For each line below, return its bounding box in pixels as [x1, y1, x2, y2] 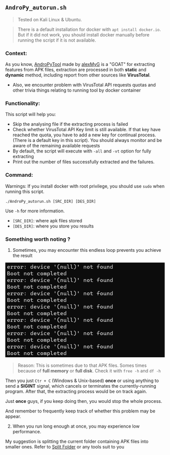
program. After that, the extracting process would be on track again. [5, 389, 147, 395]
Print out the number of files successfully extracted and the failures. [12, 159, 155, 165]
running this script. [5, 188, 45, 195]
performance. [12, 429, 41, 435]
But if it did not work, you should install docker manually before [17, 31, 150, 37]
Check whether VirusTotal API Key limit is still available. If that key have [12, 127, 161, 133]
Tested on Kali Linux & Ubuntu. [17, 16, 82, 22]
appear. [5, 413, 21, 420]
